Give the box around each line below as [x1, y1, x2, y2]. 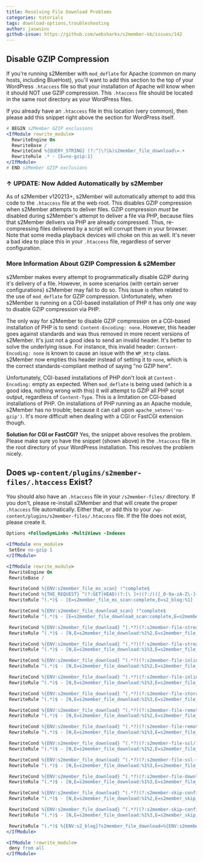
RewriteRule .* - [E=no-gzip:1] [11, 154, 94, 160]
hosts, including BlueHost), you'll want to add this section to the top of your [6, 76, 194, 84]
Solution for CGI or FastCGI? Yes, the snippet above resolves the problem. [6, 430, 192, 438]
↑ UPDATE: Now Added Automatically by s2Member [6, 179, 163, 188]
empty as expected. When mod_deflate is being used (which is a [32, 380, 192, 387]
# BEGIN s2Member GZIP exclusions [6, 125, 94, 131]
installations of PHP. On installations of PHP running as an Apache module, [6, 400, 192, 407]
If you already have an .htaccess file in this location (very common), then [6, 107, 188, 114]
